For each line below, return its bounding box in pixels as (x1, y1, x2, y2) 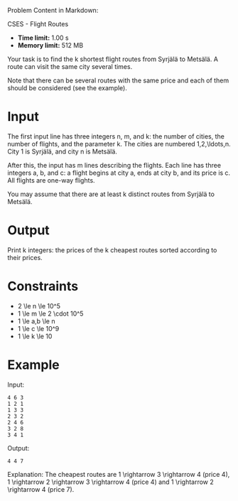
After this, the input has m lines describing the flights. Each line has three (7, 161, 222, 169)
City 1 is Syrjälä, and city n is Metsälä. (7, 147, 117, 156)
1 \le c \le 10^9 (17, 324, 60, 333)
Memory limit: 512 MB (17, 41, 84, 49)
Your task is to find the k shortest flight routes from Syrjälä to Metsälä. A (7, 55, 219, 63)
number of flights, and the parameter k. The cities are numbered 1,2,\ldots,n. (7, 139, 231, 148)
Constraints (7, 279, 79, 294)
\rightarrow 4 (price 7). (7, 485, 75, 493)
